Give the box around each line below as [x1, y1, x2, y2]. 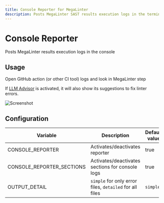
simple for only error [90, 178, 137, 184]
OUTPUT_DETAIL [7, 184, 47, 191]
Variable [36, 132, 57, 139]
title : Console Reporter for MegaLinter [5, 7, 89, 12]
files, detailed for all [90, 184, 137, 191]
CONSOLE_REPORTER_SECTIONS [7, 163, 86, 170]
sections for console [90, 163, 138, 170]
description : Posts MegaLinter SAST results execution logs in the [5, 12, 145, 17]
